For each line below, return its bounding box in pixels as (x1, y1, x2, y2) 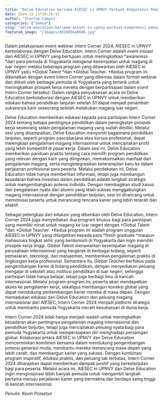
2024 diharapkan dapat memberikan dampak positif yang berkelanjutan (5, 361, 148, 366)
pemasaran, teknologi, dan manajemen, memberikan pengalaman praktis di (5, 253, 155, 259)
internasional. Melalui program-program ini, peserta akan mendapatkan (5, 279, 147, 284)
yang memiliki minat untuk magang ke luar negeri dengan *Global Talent (5, 222, 150, 227)
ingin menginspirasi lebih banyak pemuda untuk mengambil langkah (5, 371, 141, 377)
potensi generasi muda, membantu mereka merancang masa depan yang (5, 345, 151, 350)
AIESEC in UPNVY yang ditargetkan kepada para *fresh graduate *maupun (5, 232, 154, 238)
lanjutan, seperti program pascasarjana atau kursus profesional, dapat (5, 135, 146, 141)
